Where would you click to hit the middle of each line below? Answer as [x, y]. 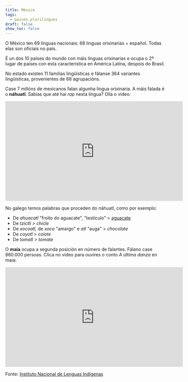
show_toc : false [22, 29]
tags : [11, 15]
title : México [20, 10]
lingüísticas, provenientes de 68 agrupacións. [53, 79]
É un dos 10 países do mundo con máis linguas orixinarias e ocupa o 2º [80, 58]
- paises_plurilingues [34, 19]
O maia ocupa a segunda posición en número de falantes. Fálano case [79, 249]
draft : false [19, 24]
